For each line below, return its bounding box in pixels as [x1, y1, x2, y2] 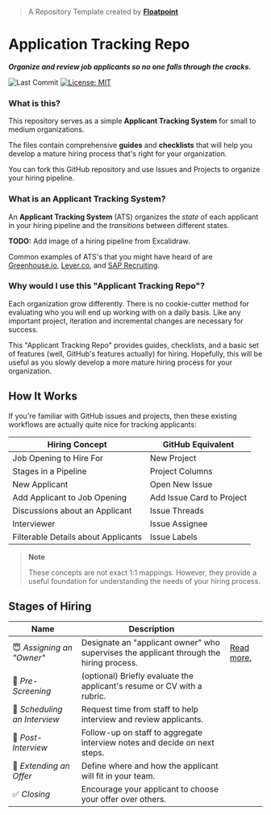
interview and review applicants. [81, 714, 204, 725]
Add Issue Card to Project [149, 492, 248, 503]
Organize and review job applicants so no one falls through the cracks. [8, 61, 252, 71]
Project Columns [149, 465, 213, 476]
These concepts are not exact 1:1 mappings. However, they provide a [27, 568, 257, 577]
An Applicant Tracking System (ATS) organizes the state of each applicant [8, 212, 259, 222]
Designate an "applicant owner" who [81, 637, 220, 648]
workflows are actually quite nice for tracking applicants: [8, 420, 197, 429]
